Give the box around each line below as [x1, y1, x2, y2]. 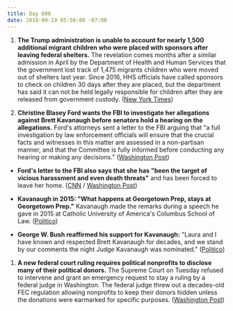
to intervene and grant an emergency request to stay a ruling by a [17, 273, 206, 282]
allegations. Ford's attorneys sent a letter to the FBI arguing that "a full [17, 123, 220, 131]
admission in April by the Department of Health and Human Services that [17, 58, 226, 66]
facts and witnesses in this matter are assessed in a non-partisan [17, 138, 204, 146]
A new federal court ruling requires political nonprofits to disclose [17, 258, 212, 266]
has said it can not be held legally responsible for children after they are [17, 88, 223, 96]
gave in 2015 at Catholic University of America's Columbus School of [17, 209, 216, 218]
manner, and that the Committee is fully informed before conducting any [17, 145, 225, 154]
